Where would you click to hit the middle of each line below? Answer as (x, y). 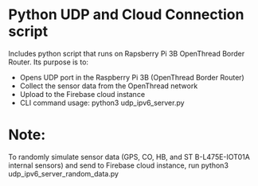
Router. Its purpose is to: (49, 62)
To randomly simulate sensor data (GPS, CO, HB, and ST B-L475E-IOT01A (129, 157)
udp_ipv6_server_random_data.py (64, 173)
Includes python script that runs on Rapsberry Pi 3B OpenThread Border (127, 53)
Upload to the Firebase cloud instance (82, 94)
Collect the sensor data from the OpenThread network (109, 86)
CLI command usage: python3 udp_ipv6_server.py (102, 103)
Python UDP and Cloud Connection (126, 15)
